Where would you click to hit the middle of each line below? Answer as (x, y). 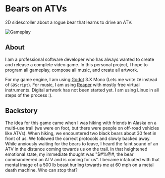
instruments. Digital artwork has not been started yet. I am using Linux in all (82, 90)
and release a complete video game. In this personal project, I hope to (76, 64)
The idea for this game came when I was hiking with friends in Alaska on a (81, 123)
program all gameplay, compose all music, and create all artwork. (72, 70)
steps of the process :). (29, 95)
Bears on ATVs (36, 9)
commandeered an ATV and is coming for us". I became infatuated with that (82, 159)
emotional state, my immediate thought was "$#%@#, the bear (69, 154)
